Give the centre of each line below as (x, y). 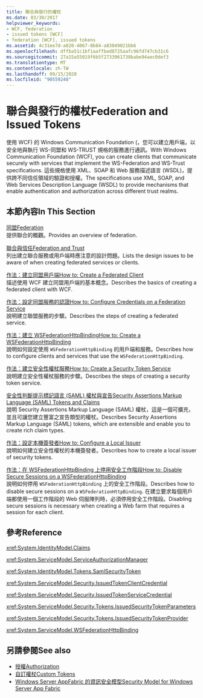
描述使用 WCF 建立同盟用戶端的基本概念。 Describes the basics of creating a (101, 282)
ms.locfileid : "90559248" (39, 79)
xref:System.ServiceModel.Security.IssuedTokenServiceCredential (89, 594)
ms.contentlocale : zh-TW (37, 68)
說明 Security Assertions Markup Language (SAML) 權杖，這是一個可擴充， (100, 409)
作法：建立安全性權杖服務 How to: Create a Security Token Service (89, 368)
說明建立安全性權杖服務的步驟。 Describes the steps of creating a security (98, 376)
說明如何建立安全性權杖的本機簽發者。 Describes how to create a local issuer (101, 450)
